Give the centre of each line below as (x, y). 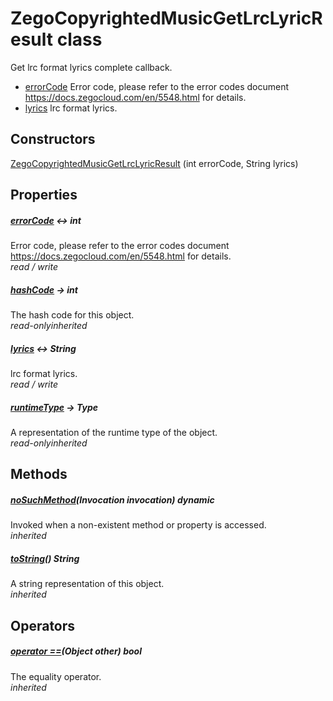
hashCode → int (44, 289)
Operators (43, 625)
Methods (39, 474)
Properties (44, 195)
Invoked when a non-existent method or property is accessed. (138, 525)
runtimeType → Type (54, 407)
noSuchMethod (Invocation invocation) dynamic (112, 500)
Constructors (53, 139)
